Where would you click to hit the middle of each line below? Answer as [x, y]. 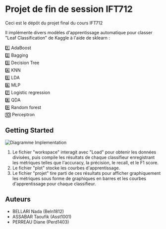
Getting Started [29, 130]
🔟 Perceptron [20, 114]
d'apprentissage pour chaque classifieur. [54, 184]
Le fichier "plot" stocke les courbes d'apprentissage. [66, 168]
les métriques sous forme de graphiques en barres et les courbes [79, 178]
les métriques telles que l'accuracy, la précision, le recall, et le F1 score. [85, 162]
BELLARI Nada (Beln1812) [38, 211]
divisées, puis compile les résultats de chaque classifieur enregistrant [83, 157]
